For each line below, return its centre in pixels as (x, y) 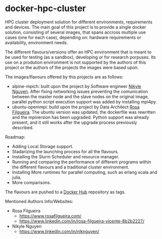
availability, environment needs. (37, 42)
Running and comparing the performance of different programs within (81, 162)
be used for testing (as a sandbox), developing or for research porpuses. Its (81, 57)
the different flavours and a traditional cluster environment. (71, 167)
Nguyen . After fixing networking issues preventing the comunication (80, 91)
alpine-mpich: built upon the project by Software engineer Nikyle (76, 86)
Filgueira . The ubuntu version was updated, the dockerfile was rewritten (84, 112)
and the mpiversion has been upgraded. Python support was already (80, 117)
